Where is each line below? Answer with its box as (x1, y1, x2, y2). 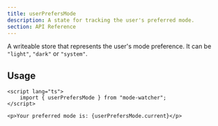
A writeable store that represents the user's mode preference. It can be (7, 42, 212, 51)
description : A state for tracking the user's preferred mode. (7, 17, 195, 24)
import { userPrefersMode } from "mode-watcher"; (20, 95, 167, 102)
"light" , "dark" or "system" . (7, 49, 88, 58)
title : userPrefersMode (7, 10, 77, 17)
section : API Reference (7, 23, 77, 30)
